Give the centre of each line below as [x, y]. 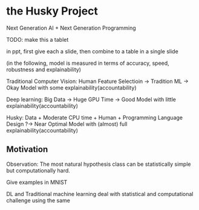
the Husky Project [52, 11]
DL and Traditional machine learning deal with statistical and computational [100, 194]
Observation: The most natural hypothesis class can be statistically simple [99, 164]
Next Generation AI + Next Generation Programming [71, 28]
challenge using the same [38, 200]
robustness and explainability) [44, 69]
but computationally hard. [38, 170]
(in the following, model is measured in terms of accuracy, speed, [88, 63]
